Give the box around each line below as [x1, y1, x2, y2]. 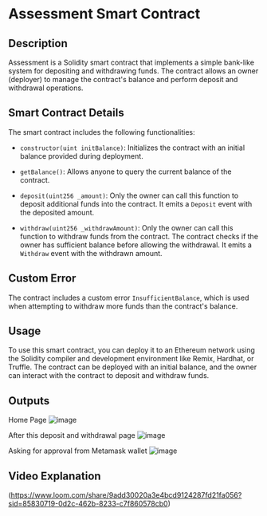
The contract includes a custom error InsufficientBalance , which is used [8, 293, 249, 302]
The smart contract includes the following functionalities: [8, 127, 195, 136]
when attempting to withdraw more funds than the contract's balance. [8, 301, 238, 311]
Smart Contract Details [8, 106, 125, 120]
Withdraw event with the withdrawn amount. [19, 248, 163, 258]
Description [8, 37, 68, 50]
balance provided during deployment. [19, 151, 143, 160]
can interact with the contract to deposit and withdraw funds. [8, 371, 210, 380]
